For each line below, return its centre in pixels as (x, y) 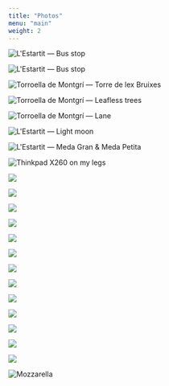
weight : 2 (25, 31)
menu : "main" (30, 23)
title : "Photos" (35, 16)
